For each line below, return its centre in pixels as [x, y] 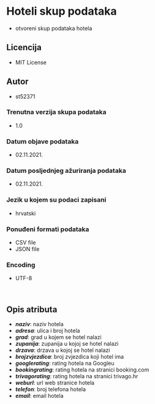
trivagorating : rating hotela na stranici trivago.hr [77, 376]
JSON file [27, 249]
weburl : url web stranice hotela [55, 383]
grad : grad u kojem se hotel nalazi [59, 337]
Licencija [24, 48]
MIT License [31, 62]
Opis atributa [32, 309]
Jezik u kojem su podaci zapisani [56, 200]
